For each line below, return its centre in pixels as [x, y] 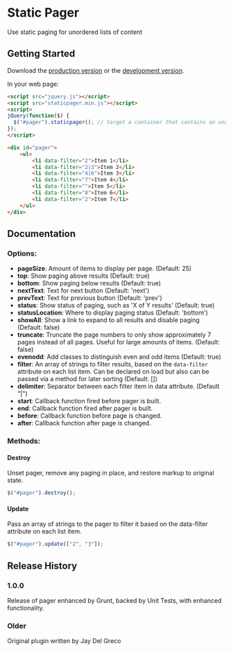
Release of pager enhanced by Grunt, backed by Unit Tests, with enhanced [114, 600]
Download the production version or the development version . [96, 70]
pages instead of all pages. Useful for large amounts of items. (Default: [119, 342]
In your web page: [33, 84]
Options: [22, 253]
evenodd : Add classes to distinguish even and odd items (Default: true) [119, 357]
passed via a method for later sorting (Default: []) [87, 379]
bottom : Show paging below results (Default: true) [89, 283]
